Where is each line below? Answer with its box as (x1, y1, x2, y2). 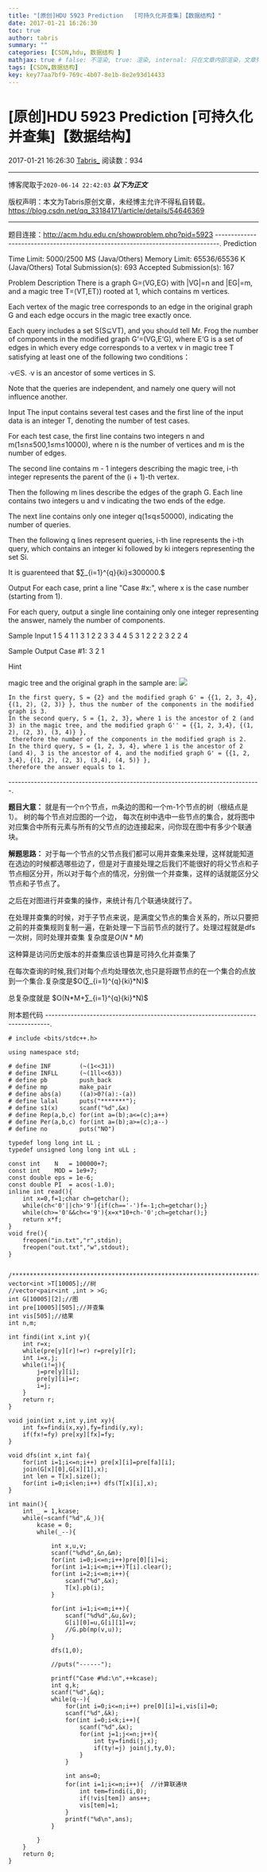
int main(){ (8, 1500, 48, 1508)
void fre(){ (8, 1229, 48, 1237)
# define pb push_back (8, 1076, 112, 1084)
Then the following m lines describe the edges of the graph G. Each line (8, 487, 243, 497)
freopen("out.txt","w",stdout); (22, 1243, 130, 1251)
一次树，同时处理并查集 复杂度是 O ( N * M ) (8, 932, 145, 942)
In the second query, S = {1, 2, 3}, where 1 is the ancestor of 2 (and (8, 714, 254, 722)
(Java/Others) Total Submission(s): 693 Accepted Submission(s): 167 (8, 262, 234, 272)
